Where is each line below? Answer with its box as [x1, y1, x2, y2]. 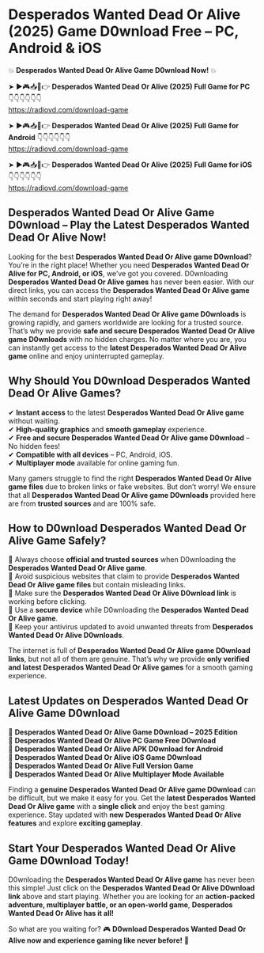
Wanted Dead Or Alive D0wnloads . [8, 631, 125, 640]
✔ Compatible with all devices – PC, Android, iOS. [8, 450, 173, 459]
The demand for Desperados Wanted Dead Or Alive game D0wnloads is [8, 309, 247, 318]
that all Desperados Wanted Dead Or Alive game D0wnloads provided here [8, 490, 256, 499]
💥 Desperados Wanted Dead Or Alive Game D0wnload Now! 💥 [8, 65, 217, 74]
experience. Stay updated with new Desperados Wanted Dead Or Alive [8, 810, 242, 820]
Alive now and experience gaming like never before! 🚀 [8, 936, 190, 945]
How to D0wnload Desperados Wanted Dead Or [8, 521, 247, 535]
